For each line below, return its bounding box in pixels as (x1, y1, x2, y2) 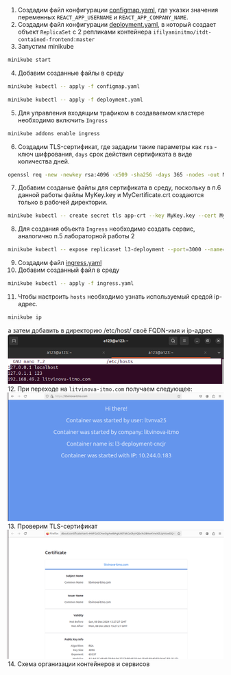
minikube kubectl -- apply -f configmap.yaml (8, 82, 140, 90)
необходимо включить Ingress (17, 116, 108, 124)
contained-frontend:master (17, 36, 95, 43)
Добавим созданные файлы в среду (17, 69, 124, 77)
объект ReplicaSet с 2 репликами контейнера (17, 27, 152, 36)
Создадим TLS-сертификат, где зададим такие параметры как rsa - (17, 142, 218, 150)
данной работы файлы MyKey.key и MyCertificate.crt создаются (17, 191, 204, 199)
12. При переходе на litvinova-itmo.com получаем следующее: (8, 385, 193, 393)
